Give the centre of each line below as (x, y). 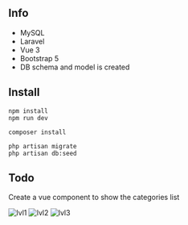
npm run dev (28, 118)
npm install (28, 111)
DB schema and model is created (75, 67)
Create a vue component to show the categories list (94, 198)
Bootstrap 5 (39, 58)
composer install (37, 132)
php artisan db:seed (43, 153)
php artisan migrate (43, 146)
